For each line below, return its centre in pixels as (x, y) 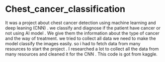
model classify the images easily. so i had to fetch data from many (73, 43)
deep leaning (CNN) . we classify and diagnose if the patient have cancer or (83, 28)
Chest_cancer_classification (65, 9)
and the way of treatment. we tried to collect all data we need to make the (81, 38)
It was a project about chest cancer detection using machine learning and (81, 23)
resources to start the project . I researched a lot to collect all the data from (82, 49)
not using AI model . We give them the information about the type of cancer (82, 33)
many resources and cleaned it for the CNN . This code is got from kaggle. (81, 54)
